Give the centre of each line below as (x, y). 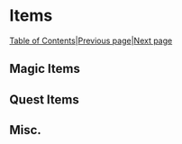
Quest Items (44, 99)
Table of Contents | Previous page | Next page (91, 40)
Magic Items (45, 69)
